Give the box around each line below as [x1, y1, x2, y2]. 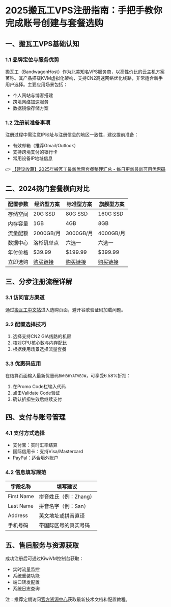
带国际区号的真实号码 [39, 522, 90, 529]
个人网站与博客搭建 [12, 92, 53, 98]
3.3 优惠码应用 [5, 360, 41, 367]
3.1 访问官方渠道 [5, 294, 45, 301]
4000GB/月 [98, 230, 126, 237]
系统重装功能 [12, 573, 40, 579]
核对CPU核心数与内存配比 [12, 340, 67, 346]
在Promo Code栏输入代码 [12, 384, 66, 390]
